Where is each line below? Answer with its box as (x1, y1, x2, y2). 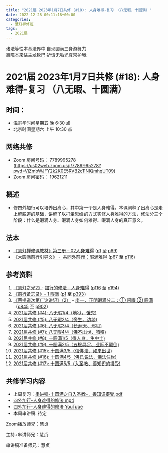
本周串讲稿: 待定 (13, 410, 47, 416)
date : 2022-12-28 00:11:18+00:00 (6, 12, 76, 17)
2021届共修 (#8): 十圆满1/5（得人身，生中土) (13, 335, 105, 341)
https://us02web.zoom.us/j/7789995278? (15, 162, 101, 168)
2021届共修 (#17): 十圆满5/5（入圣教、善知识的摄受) (13, 360, 121, 367)
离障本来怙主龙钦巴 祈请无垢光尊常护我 (6, 52, 87, 58)
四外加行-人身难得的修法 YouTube (13, 404, 83, 410)
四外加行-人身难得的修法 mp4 (13, 397, 75, 403)
